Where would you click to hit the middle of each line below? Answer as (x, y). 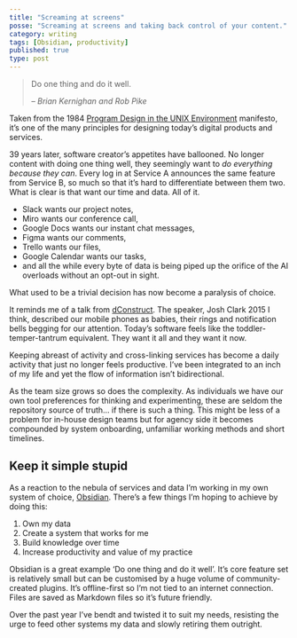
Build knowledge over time (70, 542)
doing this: (28, 506)
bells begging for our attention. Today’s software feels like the (122, 328)
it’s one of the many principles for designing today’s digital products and (141, 128)
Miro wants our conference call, (80, 219)
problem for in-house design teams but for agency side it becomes (132, 419)
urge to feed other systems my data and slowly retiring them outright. (136, 624)
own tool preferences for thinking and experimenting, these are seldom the (146, 401)
